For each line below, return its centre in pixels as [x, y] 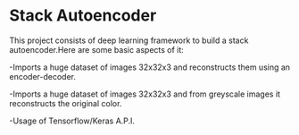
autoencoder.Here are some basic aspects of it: [97, 49]
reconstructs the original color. [66, 103]
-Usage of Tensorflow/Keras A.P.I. [72, 121]
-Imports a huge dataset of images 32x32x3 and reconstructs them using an [150, 67]
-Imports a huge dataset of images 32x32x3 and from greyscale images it [145, 94]
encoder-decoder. [43, 76]
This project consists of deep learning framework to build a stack [129, 40]
